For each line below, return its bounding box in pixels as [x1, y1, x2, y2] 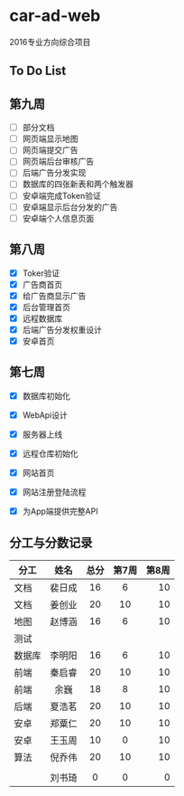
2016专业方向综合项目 [9, 36, 91, 47]
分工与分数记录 [9, 535, 93, 550]
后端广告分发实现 [22, 167, 87, 178]
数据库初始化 [22, 390, 70, 401]
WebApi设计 [22, 409, 68, 421]
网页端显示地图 [22, 133, 78, 145]
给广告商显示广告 [22, 290, 87, 301]
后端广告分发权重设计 [22, 324, 102, 335]
